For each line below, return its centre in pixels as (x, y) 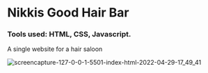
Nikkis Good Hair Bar (68, 13)
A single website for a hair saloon (55, 49)
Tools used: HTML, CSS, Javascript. (69, 34)
